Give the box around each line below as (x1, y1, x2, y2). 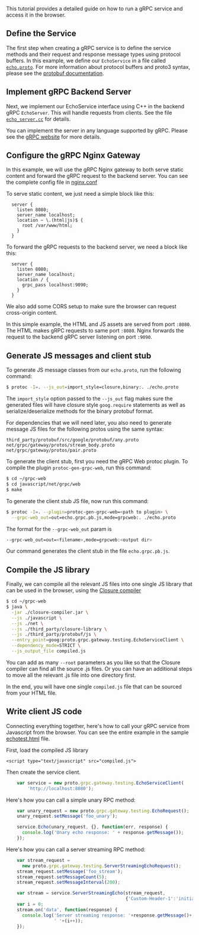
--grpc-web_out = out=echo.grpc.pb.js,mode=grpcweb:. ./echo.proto (11, 514, 176, 520)
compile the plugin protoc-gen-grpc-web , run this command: (6, 464, 152, 472)
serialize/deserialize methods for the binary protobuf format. (6, 407, 154, 415)
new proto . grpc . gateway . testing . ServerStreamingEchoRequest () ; (21, 862, 182, 869)
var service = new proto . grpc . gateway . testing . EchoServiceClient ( (17, 780, 184, 786)
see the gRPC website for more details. (6, 133, 102, 140)
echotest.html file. (6, 735, 50, 742)
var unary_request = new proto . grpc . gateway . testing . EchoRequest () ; (17, 808, 190, 814)
